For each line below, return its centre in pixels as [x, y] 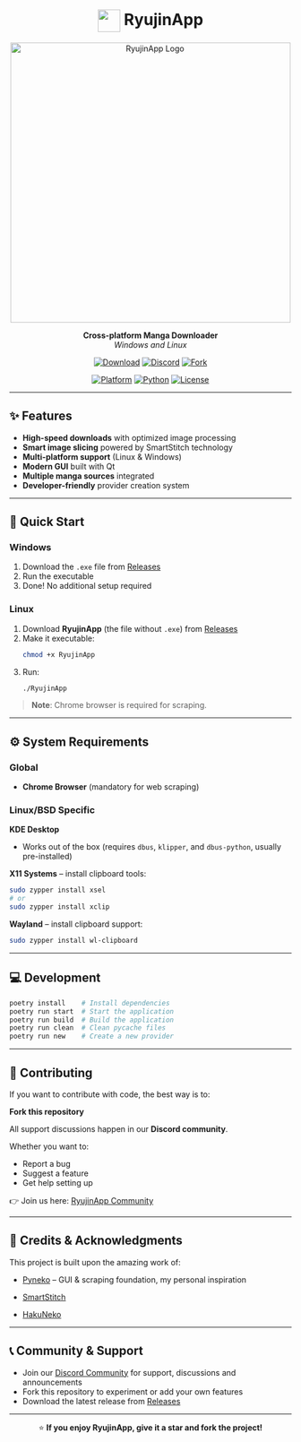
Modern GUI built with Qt [69, 466]
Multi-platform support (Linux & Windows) [102, 456]
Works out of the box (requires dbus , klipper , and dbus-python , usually [152, 847]
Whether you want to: [49, 1146]
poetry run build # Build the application [92, 1020]
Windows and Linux [150, 344]
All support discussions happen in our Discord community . [119, 1128]
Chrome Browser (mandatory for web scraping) [111, 787]
